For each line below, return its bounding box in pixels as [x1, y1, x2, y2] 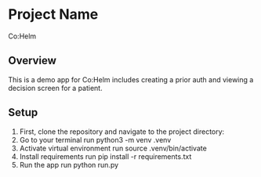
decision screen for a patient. [8, 83, 103, 92]
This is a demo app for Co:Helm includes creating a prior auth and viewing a [8, 74, 254, 84]
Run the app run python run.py [19, 160, 119, 169]
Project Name [8, 5, 99, 23]
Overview [8, 54, 57, 67]
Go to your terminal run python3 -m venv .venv [19, 135, 172, 144]
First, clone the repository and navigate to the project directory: [19, 127, 225, 136]
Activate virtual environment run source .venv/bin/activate [19, 143, 208, 153]
